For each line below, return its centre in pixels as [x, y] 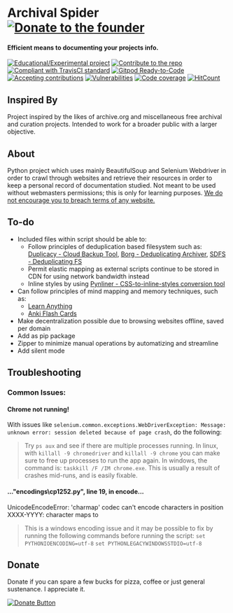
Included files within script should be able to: [82, 239]
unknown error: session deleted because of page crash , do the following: [114, 432]
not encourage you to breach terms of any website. [81, 200]
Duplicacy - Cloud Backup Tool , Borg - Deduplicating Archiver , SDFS [127, 254]
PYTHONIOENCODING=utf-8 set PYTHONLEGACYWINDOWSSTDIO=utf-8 [113, 544]
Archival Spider [53, 13]
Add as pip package [46, 336]
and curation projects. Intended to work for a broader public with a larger [112, 125]
